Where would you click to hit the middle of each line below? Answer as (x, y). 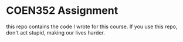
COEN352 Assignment (62, 11)
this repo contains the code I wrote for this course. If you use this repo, (92, 26)
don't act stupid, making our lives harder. (56, 32)
